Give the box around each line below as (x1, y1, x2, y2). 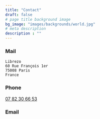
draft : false (5, 12, 33, 17)
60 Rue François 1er (5, 64, 49, 69)
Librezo (5, 59, 22, 64)
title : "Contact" (5, 7, 42, 13)
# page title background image (5, 17, 71, 22)
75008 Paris (5, 68, 30, 73)
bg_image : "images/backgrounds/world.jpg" (5, 21, 95, 27)
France (5, 72, 19, 77)
